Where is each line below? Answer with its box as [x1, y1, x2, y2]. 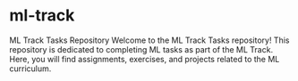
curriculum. [9, 63, 52, 74]
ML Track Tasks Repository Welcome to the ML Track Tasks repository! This [9, 35, 290, 45]
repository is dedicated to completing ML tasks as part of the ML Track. [9, 44, 274, 54]
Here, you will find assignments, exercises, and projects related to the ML [9, 53, 280, 64]
